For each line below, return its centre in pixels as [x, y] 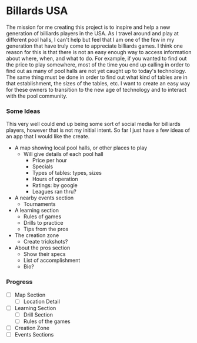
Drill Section [38, 314]
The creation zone [37, 235]
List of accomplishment [52, 261]
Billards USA [37, 11]
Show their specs [44, 254]
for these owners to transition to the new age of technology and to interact [96, 89]
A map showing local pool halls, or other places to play [81, 148]
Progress [19, 282]
